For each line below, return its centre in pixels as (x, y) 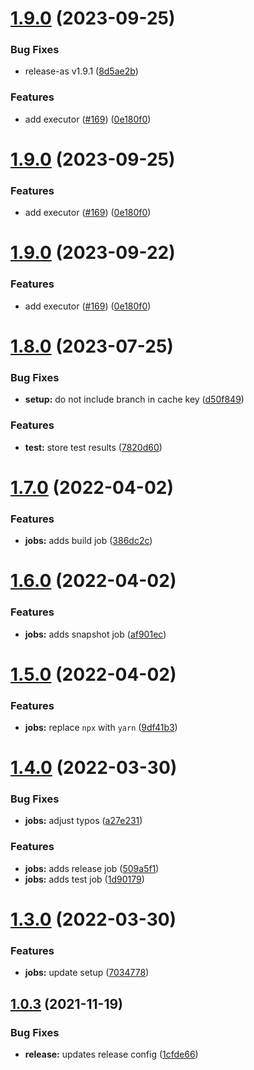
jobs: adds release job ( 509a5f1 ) (92, 868)
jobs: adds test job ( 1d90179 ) (84, 879)
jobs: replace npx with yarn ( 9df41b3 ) (101, 727)
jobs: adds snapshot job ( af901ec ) (95, 634)
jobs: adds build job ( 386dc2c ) (88, 541)
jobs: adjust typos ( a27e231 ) (83, 821)
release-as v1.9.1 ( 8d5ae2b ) (81, 71)
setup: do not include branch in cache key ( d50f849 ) (134, 399)
